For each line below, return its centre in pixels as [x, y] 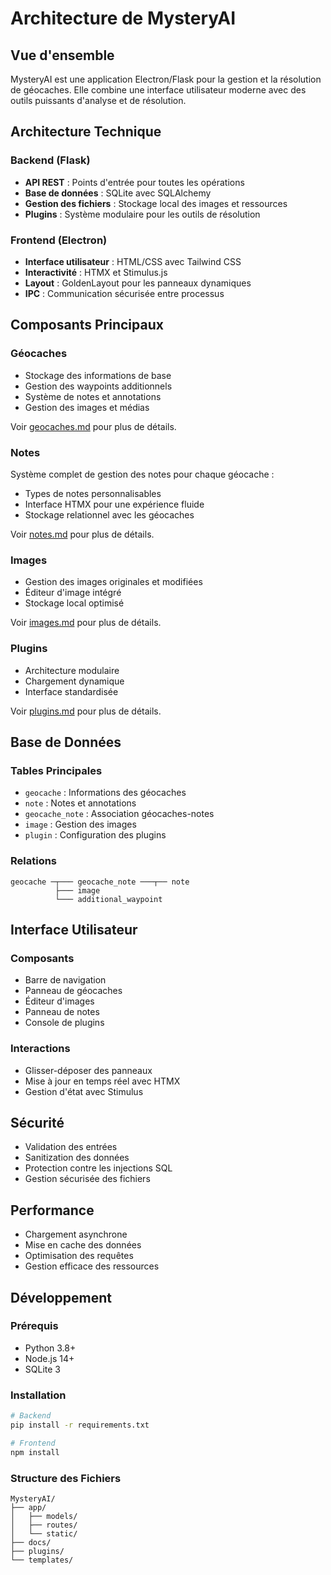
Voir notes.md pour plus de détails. [82, 534]
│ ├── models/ [44, 1516]
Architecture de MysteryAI [123, 18]
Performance [52, 1210]
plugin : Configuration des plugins [95, 835]
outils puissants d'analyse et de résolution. [98, 100]
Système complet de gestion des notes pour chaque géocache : [142, 474]
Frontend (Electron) [59, 240]
